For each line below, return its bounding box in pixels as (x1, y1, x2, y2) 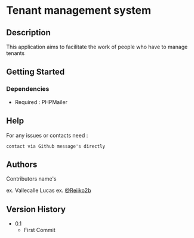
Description (6, 28, 51, 38)
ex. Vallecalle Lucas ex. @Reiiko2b (6, 187, 91, 194)
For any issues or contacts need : (6, 132, 88, 139)
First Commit (23, 227, 56, 234)
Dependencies (6, 85, 50, 93)
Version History (6, 204, 66, 214)
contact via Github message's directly (6, 143, 106, 149)
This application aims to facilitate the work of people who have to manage (6, 43, 188, 50)
